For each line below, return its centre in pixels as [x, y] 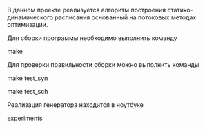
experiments [25, 118]
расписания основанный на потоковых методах [126, 17]
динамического [30, 17]
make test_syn [28, 78]
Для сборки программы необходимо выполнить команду [92, 38]
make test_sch [28, 91]
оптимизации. [28, 24]
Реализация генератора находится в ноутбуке [75, 105]
